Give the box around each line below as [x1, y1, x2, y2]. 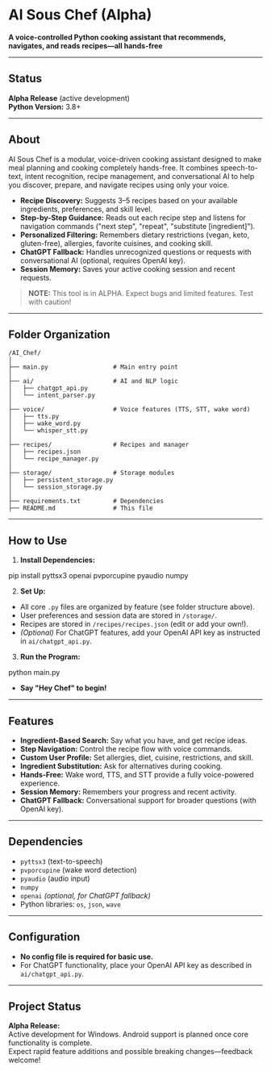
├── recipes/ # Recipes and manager [8, 441, 190, 449]
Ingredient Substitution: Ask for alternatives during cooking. [19, 761, 223, 771]
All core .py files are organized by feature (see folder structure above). [19, 602, 256, 612]
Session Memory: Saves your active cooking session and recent [19, 264, 236, 273]
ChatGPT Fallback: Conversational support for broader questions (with [19, 796, 256, 805]
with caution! [27, 297, 72, 306]
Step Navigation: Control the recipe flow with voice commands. [19, 744, 232, 753]
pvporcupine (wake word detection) [19, 865, 137, 874]
